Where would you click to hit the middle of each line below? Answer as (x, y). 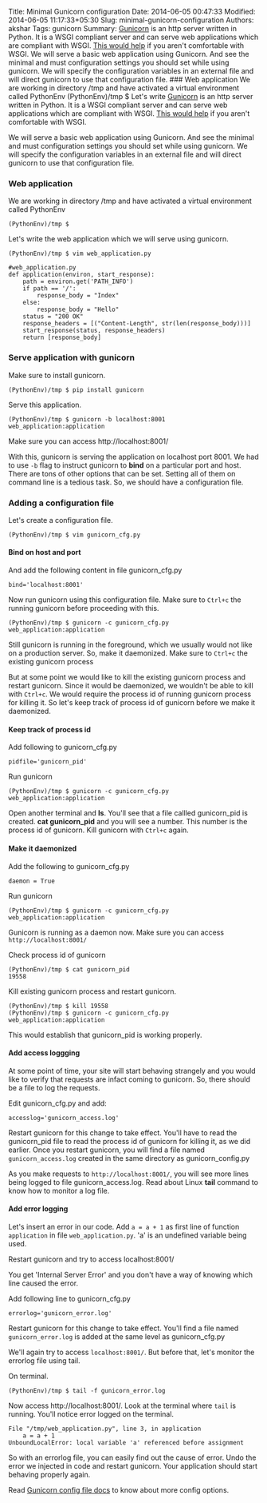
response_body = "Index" (78, 296)
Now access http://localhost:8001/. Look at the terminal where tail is (122, 1405)
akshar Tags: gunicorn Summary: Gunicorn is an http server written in (123, 28)
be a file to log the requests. (55, 1087)
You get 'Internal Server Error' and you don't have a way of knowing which (131, 1274)
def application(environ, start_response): (82, 275)
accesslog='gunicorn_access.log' (64, 1118)
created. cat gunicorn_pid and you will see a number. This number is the (128, 822)
